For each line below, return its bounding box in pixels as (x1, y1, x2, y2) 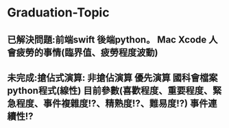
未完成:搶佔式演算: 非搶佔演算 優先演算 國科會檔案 (7, 72, 218, 84)
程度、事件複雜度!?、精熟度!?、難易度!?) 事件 (16, 97, 208, 109)
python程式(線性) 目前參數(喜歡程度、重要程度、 (7, 84, 213, 97)
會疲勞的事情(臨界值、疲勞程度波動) (7, 47, 158, 58)
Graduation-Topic (7, 5, 110, 21)
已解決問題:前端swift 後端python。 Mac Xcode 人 (7, 34, 218, 45)
